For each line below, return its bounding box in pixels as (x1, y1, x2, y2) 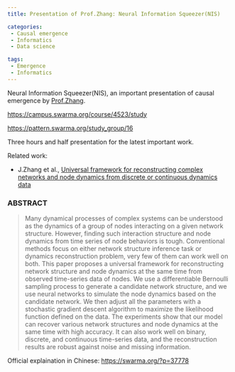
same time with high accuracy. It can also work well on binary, (24, 328, 207, 336)
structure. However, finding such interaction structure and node (24, 229, 212, 238)
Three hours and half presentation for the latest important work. (7, 137, 194, 146)
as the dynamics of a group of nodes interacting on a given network (24, 222, 224, 230)
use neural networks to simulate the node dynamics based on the (24, 289, 217, 299)
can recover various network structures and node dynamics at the (24, 320, 219, 329)
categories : (7, 23, 43, 31)
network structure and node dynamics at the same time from (24, 267, 203, 276)
